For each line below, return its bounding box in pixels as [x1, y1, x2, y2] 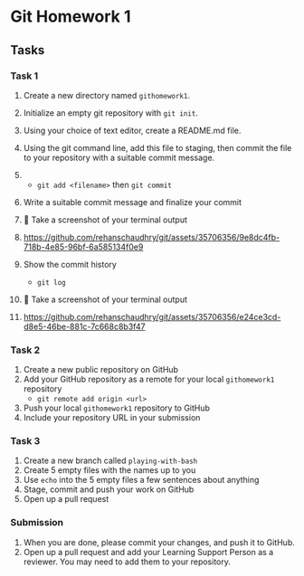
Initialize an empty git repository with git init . [23, 107, 198, 118]
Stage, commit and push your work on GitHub [23, 484, 195, 495]
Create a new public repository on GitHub [23, 364, 179, 375]
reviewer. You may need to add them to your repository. [23, 556, 232, 567]
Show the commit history [23, 259, 117, 269]
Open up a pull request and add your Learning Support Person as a [23, 546, 274, 557]
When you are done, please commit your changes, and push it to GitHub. [23, 536, 295, 548]
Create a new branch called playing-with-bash [23, 455, 198, 467]
